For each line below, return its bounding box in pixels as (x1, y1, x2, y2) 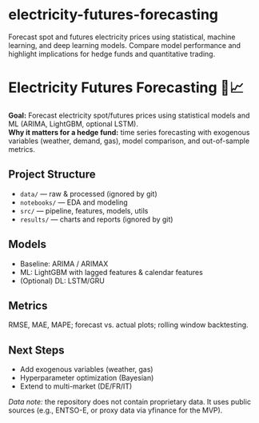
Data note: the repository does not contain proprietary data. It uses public (8, 397, 252, 407)
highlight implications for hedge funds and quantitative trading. (8, 49, 216, 58)
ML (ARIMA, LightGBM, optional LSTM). (8, 118, 138, 129)
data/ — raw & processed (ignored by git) (19, 189, 157, 198)
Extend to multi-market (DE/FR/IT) (19, 381, 133, 391)
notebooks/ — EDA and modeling (19, 198, 128, 207)
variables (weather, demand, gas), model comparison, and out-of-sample (8, 136, 250, 146)
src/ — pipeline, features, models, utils (19, 206, 149, 215)
